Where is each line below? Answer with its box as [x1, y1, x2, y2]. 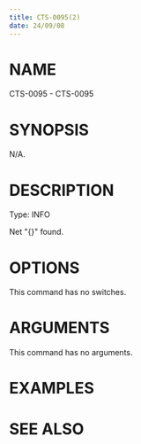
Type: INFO [9, 209, 51, 220]
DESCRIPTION [9, 180, 115, 200]
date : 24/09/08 [9, 21, 65, 30]
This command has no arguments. [9, 347, 133, 358]
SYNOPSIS [9, 120, 90, 140]
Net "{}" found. [9, 227, 64, 238]
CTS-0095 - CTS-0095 [9, 89, 94, 99]
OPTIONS [9, 258, 80, 277]
